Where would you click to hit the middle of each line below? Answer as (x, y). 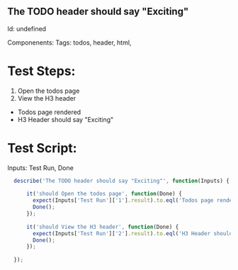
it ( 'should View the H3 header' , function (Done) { (102, 227)
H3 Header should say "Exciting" (66, 119)
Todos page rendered (49, 112)
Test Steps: (41, 71)
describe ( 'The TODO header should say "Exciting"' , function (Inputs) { (122, 181)
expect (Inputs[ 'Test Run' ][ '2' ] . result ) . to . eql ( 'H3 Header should (133, 233)
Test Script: (42, 148)
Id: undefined (27, 28)
